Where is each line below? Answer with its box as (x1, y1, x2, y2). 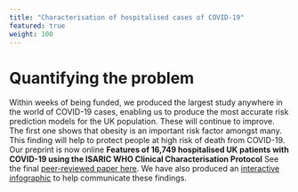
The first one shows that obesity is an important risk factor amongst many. (9, 125, 282, 136)
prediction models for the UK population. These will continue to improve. (9, 116, 275, 127)
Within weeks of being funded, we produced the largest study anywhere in (9, 97, 283, 108)
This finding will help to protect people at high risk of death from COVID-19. (9, 135, 286, 146)
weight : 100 (9, 29, 53, 38)
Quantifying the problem (9, 68, 195, 88)
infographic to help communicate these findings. (9, 172, 187, 183)
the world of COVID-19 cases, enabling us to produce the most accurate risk (9, 107, 289, 117)
